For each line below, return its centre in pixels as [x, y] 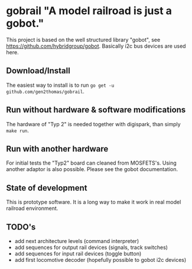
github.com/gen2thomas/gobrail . [45, 91]
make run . [18, 130]
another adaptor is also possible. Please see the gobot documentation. [92, 169]
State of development [47, 188]
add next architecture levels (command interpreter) [77, 241]
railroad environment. [32, 208]
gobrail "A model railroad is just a [89, 11]
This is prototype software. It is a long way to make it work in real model [94, 202]
